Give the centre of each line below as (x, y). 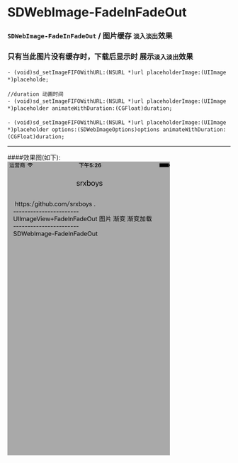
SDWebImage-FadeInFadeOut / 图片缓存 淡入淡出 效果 (90, 36)
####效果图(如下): (34, 157)
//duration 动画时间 (35, 94)
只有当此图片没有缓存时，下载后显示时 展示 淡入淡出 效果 (100, 57)
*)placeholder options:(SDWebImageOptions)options (84, 130)
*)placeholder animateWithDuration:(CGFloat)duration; (90, 108)
